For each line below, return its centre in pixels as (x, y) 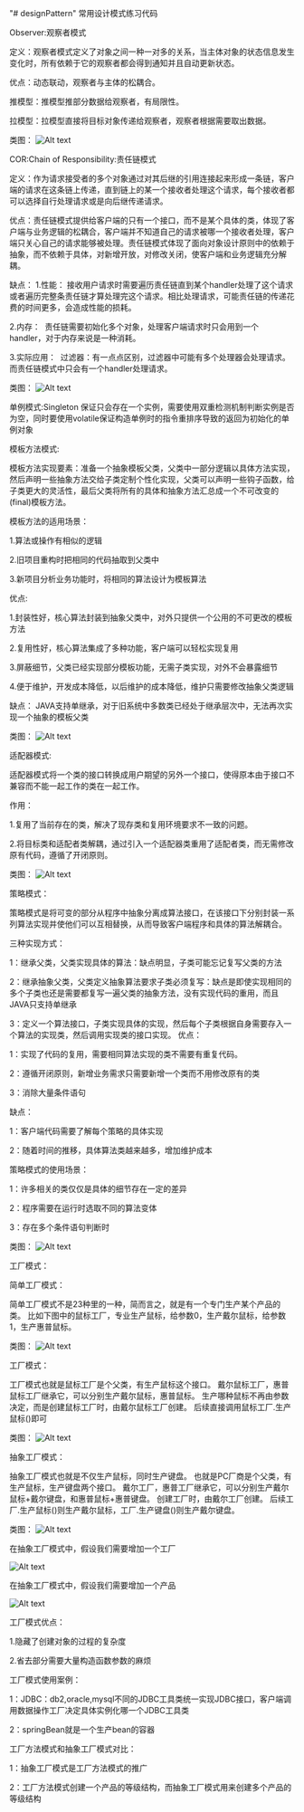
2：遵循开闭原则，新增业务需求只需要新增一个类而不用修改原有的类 (135, 1073)
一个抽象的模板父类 (52, 717)
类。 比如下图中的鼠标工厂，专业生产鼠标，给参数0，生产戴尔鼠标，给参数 (148, 1316)
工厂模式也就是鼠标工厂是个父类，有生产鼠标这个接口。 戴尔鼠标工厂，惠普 (149, 1384)
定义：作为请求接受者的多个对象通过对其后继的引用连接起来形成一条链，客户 (152, 178)
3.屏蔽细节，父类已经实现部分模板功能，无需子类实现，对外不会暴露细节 (144, 667)
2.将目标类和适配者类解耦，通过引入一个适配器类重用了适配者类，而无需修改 (152, 844)
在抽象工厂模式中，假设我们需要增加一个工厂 (93, 1549)
